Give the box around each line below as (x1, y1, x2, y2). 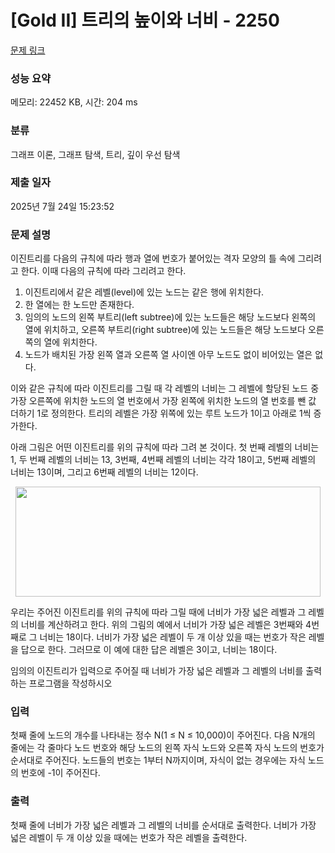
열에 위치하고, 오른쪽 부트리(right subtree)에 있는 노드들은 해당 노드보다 (24, 324, 306, 336)
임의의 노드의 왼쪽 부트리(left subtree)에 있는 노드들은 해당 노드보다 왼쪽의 (24, 311, 317, 323)
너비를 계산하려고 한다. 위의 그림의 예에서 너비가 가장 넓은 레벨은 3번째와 (20, 619, 304, 631)
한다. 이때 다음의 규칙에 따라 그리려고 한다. (20, 265, 187, 277)
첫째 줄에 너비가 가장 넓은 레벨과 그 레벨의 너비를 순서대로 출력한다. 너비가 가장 (10, 819, 317, 831)
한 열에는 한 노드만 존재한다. (24, 299, 135, 311)
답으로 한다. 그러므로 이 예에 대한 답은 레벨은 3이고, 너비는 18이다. (20, 644, 278, 656)
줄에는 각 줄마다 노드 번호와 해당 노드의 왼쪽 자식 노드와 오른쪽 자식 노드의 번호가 (10, 742, 325, 754)
